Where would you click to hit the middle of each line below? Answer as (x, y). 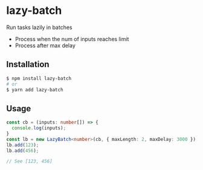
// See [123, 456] (29, 162)
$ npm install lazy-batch (39, 78)
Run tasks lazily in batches (39, 27)
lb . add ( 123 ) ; (23, 145)
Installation (28, 64)
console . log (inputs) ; (39, 128)
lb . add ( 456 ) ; (23, 151)
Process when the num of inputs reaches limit (72, 39)
